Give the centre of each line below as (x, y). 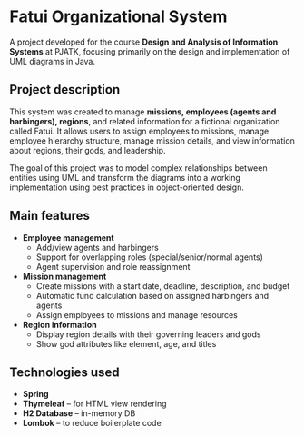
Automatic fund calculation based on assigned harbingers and (152, 295)
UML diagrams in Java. (52, 61)
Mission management (64, 276)
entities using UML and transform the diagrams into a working (125, 177)
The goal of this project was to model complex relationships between (138, 168)
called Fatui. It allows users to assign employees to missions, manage (139, 131)
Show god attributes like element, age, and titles (126, 343)
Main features (50, 216)
